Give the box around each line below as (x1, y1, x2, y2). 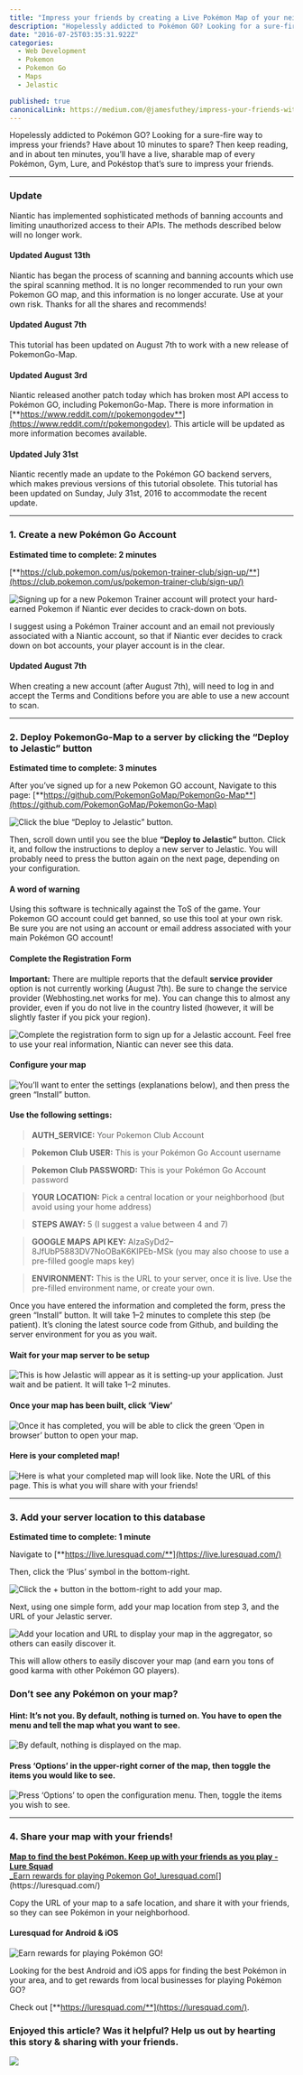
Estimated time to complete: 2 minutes (9, 549, 158, 560)
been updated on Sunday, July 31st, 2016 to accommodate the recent (9, 488, 268, 499)
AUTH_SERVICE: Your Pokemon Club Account (31, 1130, 205, 1141)
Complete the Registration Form (9, 953, 132, 964)
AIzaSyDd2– (127, 1237, 174, 1247)
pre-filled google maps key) (31, 1255, 135, 1266)
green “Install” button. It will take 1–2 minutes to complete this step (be (9, 1310, 271, 1320)
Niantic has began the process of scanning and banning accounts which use (9, 270, 294, 281)
